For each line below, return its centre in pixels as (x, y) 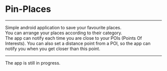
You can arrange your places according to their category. (64, 33)
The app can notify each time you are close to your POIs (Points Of (74, 38)
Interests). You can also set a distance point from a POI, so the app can (78, 43)
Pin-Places (28, 9)
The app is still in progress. (33, 63)
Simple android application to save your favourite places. (63, 27)
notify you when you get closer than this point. (53, 49)
